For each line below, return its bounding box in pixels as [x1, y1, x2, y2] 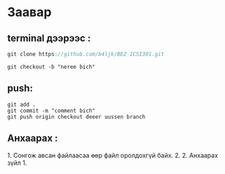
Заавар [7, 4, 52, 20]
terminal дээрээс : [7, 32, 91, 44]
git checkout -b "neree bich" [7, 63, 96, 70]
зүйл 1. [7, 159, 27, 167]
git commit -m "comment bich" [7, 107, 96, 114]
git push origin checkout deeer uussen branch [7, 113, 146, 120]
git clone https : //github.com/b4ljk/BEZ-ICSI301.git [7, 51, 165, 58]
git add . [7, 101, 36, 108]
